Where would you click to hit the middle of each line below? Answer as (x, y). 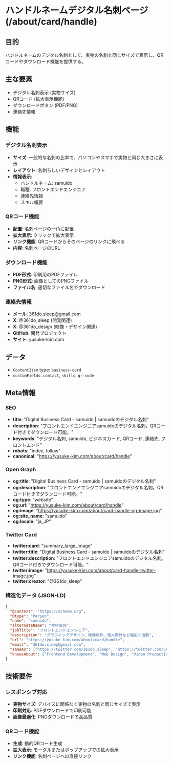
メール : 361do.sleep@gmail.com (47, 314)
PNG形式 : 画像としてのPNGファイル (50, 281)
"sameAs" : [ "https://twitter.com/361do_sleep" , (62, 649)
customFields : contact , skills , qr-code (53, 375)
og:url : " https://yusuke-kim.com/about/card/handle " (68, 505)
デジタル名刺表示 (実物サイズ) (44, 92)
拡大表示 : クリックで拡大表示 (43, 235)
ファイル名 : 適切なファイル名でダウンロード (59, 288)
